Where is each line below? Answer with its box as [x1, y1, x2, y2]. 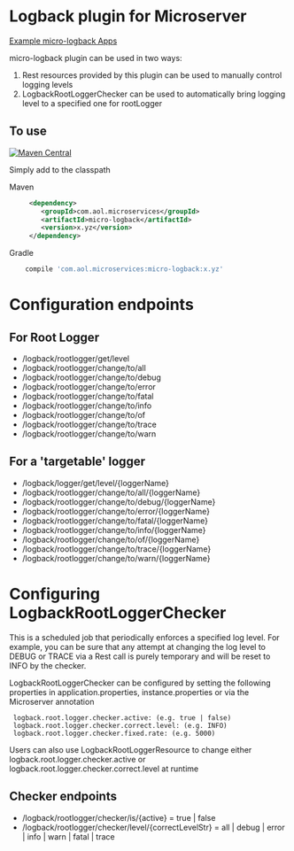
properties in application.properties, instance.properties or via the [9, 686, 250, 697]
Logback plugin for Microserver [9, 6, 247, 27]
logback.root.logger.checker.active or [9, 754, 146, 764]
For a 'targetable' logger [9, 454, 146, 469]
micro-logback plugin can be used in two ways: [9, 52, 183, 63]
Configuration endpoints [9, 295, 195, 315]
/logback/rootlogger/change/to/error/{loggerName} [21, 506, 211, 516]
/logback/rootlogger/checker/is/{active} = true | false [21, 812, 216, 823]
